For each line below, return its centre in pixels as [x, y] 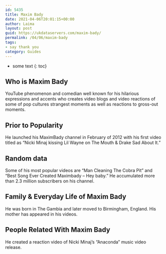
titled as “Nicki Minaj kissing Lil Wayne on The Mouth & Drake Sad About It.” [83, 142]
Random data [26, 158]
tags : [11, 42]
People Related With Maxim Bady [58, 230]
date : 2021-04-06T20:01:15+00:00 [40, 19]
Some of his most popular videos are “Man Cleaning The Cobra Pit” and [79, 170]
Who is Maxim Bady [37, 81]
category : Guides [23, 51]
